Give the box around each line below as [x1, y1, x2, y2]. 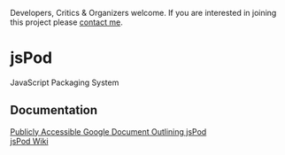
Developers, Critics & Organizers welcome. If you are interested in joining [10, 8, 277, 18]
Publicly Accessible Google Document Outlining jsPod [10, 126, 207, 136]
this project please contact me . [10, 17, 123, 27]
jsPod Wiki [10, 136, 49, 146]
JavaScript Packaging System [10, 77, 119, 88]
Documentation [10, 103, 98, 118]
